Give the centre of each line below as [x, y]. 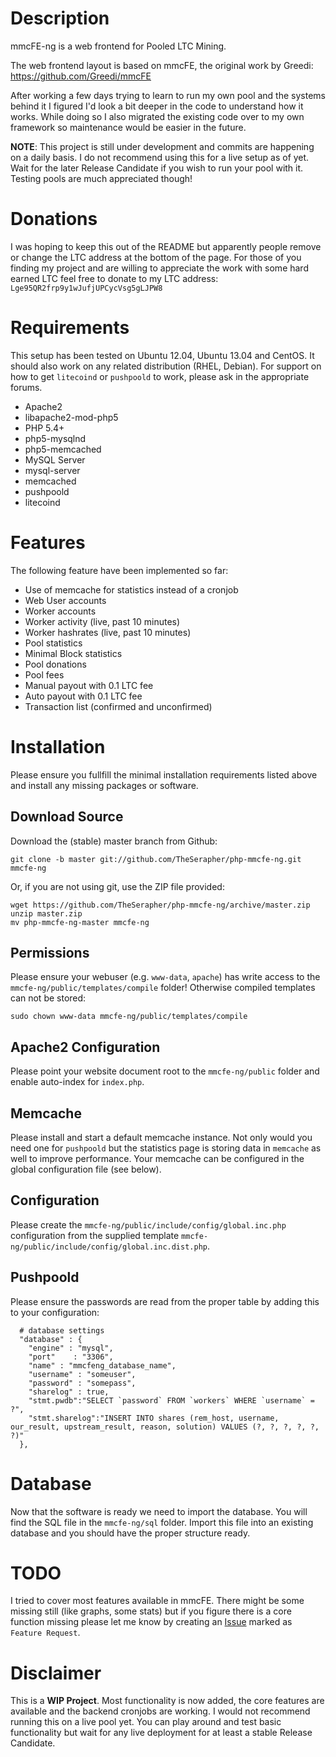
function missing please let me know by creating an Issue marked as [151, 1622]
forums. [26, 387]
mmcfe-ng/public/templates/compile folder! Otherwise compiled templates [163, 988]
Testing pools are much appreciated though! [101, 178]
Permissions [50, 952]
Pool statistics [53, 643]
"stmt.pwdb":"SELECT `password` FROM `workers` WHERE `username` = [171, 1400]
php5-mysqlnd [55, 438]
